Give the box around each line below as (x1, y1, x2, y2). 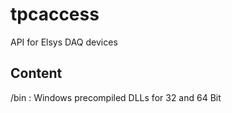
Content (10, 65, 63, 82)
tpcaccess (10, 3, 100, 26)
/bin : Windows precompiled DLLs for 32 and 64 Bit (10, 91, 222, 103)
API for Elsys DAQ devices (10, 36, 118, 48)
